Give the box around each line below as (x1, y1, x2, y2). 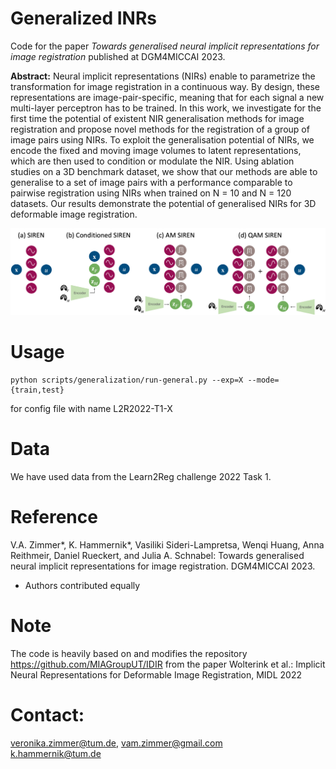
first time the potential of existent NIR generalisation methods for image (10, 112, 305, 124)
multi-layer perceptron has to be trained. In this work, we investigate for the (10, 102, 322, 114)
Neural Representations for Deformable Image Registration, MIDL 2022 (10, 668, 302, 681)
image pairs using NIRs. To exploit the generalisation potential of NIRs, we (10, 133, 315, 146)
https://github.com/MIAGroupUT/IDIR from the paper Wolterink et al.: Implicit (10, 658, 326, 670)
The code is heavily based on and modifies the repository (10, 647, 248, 659)
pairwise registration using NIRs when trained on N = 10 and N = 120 (10, 187, 292, 199)
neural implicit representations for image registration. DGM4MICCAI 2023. (10, 560, 316, 572)
